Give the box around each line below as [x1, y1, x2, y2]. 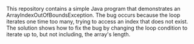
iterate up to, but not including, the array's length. [6, 31, 131, 38]
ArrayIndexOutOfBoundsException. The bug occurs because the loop [6, 11, 181, 19]
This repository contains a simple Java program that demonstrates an [6, 5, 181, 12]
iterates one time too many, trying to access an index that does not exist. [6, 18, 189, 25]
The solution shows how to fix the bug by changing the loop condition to [6, 24, 188, 31]
